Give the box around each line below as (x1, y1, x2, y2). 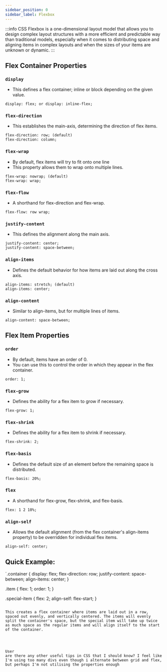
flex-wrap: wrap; (5, 178, 41, 183)
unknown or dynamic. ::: (5, 47, 55, 53)
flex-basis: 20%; (5, 476, 41, 481)
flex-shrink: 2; (5, 439, 39, 444)
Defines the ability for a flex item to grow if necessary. (12, 398, 124, 404)
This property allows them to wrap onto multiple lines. (12, 164, 123, 170)
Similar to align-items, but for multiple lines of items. (12, 308, 120, 314)
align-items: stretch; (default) (5, 282, 75, 287)
